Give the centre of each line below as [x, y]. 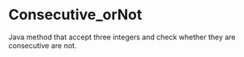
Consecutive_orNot [75, 15]
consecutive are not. [43, 45]
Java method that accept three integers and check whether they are [122, 37]
